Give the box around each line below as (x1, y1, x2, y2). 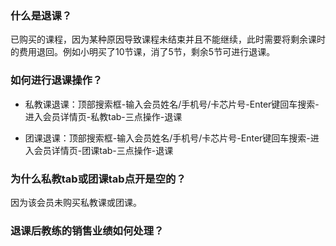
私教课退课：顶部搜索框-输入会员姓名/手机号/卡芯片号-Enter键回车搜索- (24, 98, 320, 110)
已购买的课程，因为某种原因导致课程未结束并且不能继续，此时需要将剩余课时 (10, 33, 326, 46)
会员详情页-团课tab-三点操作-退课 (33, 144, 174, 156)
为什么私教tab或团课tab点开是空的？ (10, 172, 187, 186)
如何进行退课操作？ (10, 73, 103, 87)
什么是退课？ (10, 8, 73, 22)
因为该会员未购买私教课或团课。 (10, 196, 142, 208)
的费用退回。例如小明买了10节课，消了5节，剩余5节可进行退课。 (10, 46, 276, 58)
